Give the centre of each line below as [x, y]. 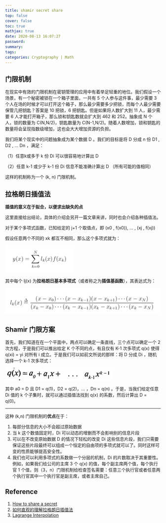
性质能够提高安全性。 [43, 451]
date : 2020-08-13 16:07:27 [33, 37]
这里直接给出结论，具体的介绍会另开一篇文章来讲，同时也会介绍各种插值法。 [83, 218]
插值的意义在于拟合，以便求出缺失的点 [44, 207]
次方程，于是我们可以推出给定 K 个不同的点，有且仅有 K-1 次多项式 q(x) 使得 [82, 348]
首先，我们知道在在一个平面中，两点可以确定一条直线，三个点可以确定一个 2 [83, 342]
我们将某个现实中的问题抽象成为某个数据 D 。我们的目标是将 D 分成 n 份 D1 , [82, 139]
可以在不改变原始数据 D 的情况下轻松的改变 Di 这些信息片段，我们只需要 [85, 439]
